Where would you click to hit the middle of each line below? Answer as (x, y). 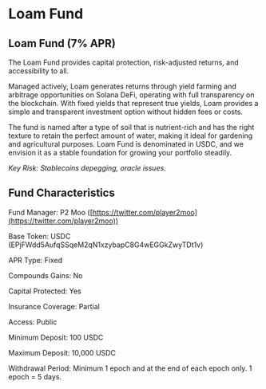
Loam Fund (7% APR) (62, 43)
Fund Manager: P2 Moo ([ (51, 212)
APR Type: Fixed (36, 260)
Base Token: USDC (40, 236)
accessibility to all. (39, 71)
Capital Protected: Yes (45, 291)
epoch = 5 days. (35, 376)
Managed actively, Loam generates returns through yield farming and (123, 86)
